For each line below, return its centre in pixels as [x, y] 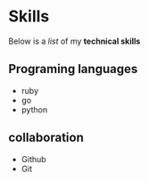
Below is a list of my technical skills [74, 41]
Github [33, 159]
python [34, 110]
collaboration [46, 138]
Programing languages [73, 69]
